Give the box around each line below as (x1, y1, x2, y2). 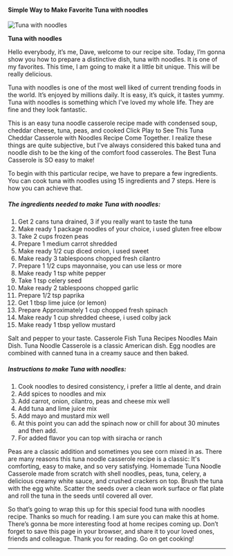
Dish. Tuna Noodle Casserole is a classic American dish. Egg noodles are (8, 342, 216, 350)
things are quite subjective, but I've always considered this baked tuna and (8, 141, 221, 149)
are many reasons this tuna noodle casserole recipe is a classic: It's (8, 455, 201, 463)
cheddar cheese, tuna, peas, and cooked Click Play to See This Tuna (8, 126, 204, 135)
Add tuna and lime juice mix (17, 405, 97, 413)
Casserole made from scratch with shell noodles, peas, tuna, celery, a (8, 469, 207, 478)
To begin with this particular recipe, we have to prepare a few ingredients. (8, 169, 218, 178)
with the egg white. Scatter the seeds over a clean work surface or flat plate (8, 485, 224, 493)
